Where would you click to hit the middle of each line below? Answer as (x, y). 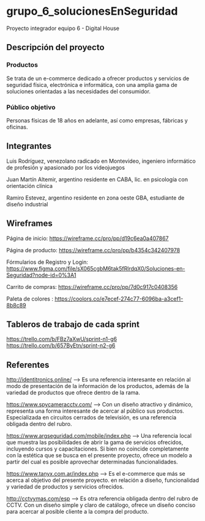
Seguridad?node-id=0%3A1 (41, 275)
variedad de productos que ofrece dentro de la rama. (73, 392)
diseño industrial (27, 204)
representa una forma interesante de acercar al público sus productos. (95, 411)
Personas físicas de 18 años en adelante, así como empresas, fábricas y (97, 120)
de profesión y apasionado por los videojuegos (66, 167)
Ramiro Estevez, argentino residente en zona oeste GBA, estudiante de (95, 198)
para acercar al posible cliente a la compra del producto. (77, 512)
